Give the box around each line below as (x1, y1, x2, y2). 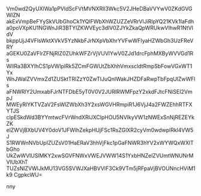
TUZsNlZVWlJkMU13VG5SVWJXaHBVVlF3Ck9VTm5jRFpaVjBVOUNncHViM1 (6, 165, 196, 172)
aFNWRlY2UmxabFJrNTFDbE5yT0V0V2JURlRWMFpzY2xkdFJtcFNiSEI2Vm (6, 88, 193, 95)
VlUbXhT (6, 159, 28, 165)
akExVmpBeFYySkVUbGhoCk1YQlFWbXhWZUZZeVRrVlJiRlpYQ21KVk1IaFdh (6, 18, 194, 25)
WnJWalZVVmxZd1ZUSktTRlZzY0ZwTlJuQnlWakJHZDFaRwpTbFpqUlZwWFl (6, 75, 196, 82)
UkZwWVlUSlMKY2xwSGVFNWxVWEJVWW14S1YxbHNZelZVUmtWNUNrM (6, 152, 194, 159)
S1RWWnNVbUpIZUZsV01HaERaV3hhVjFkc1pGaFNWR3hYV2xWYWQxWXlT (6, 139, 194, 146)
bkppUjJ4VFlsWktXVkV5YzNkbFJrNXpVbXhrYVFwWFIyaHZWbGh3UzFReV (6, 37, 194, 44)
